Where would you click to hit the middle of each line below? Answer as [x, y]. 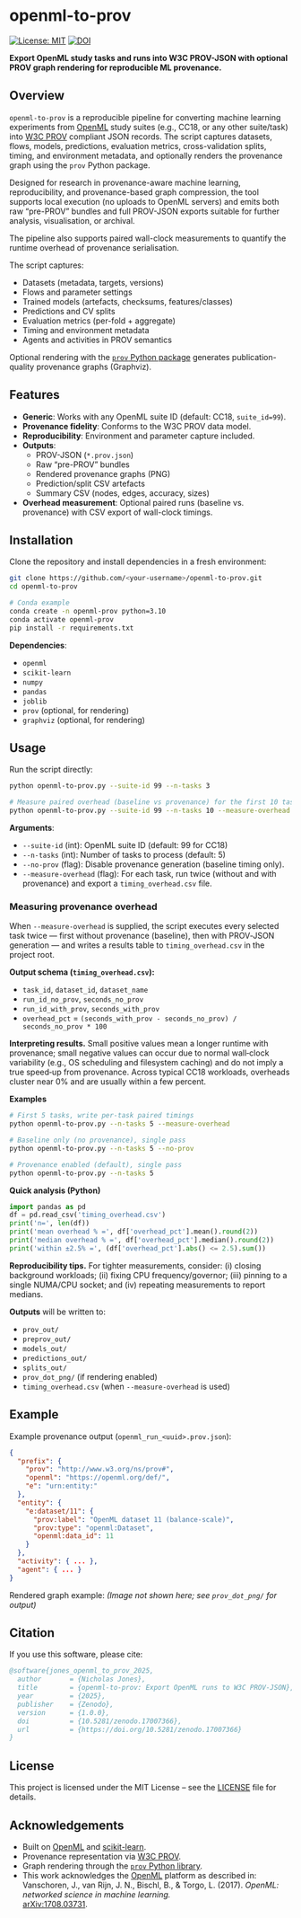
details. [23, 1797]
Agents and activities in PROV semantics [97, 340]
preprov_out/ [47, 1339]
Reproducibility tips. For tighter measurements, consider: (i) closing [135, 1265]
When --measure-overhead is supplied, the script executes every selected [144, 926]
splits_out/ [44, 1368]
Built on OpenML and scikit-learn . [84, 1846]
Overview [37, 96]
